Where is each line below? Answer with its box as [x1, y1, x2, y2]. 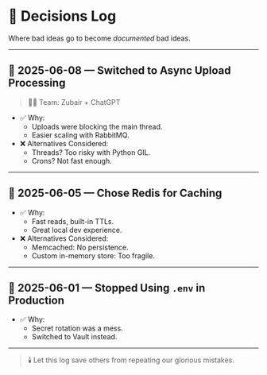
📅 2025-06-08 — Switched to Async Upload [8, 64, 231, 78]
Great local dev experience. [31, 225, 122, 234]
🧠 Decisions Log [8, 7, 117, 25]
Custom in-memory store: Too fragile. [31, 250, 155, 261]
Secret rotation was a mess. [31, 323, 123, 333]
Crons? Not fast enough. [31, 156, 113, 165]
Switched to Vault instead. [31, 332, 118, 342]
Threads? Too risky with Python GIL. [31, 147, 151, 157]
